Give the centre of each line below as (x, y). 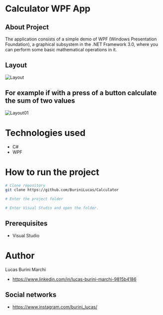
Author (20, 256)
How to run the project (52, 172)
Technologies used (45, 133)
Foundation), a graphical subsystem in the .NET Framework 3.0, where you (81, 44)
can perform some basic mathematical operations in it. (61, 50)
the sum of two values (40, 101)
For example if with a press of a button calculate (81, 93)
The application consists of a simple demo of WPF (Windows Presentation (81, 39)
